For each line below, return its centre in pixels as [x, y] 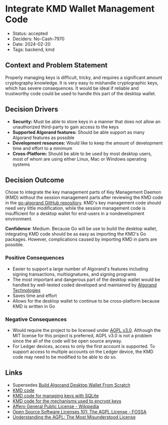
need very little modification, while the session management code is [75, 208]
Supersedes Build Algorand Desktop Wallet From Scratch [71, 385]
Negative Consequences [36, 319]
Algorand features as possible [43, 137]
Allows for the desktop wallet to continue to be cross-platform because [86, 301]
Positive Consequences [35, 258]
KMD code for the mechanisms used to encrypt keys [67, 401]
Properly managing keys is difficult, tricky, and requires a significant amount [84, 77]
